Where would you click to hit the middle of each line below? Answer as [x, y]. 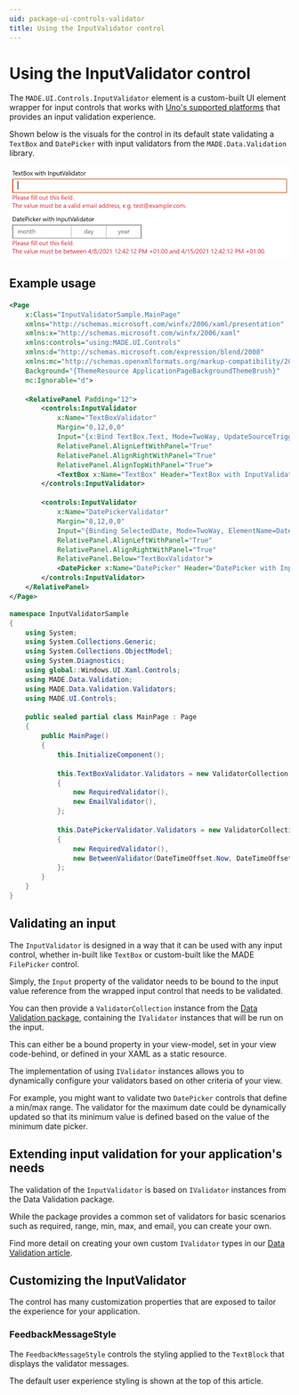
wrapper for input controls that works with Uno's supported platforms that [145, 108]
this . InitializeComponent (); [111, 755]
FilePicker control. [44, 964]
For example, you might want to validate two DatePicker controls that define [148, 1097]
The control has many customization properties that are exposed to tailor [143, 1302]
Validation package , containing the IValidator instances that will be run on [146, 1017]
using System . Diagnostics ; [75, 661]
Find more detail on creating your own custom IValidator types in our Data [147, 1243]
